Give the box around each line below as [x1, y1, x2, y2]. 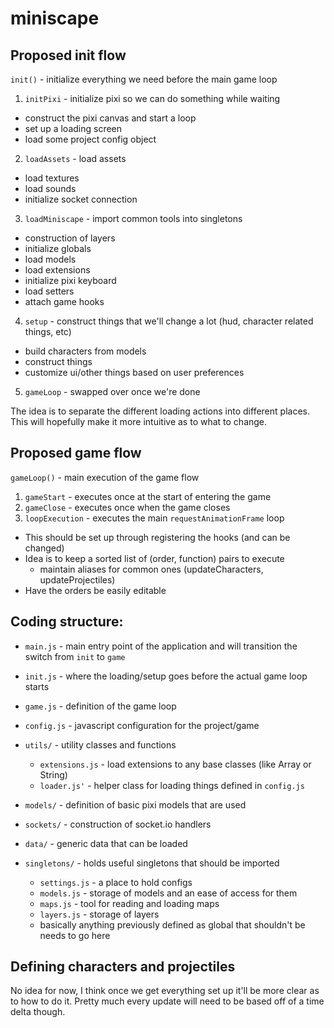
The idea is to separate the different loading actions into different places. [10, 405, 310, 417]
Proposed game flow [10, 445, 142, 462]
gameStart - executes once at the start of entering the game [24, 490, 272, 502]
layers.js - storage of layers [39, 908, 160, 920]
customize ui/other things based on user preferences [24, 367, 245, 378]
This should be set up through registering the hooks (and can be [24, 531, 291, 543]
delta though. [10, 1006, 66, 1018]
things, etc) [24, 326, 72, 337]
